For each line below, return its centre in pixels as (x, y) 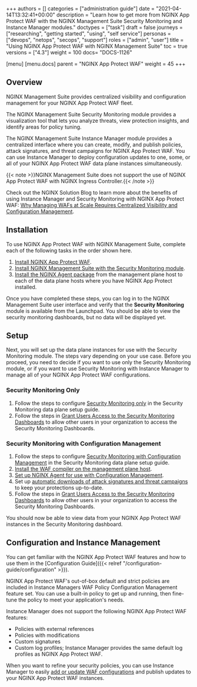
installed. (26, 287)
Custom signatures (37, 641)
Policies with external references (54, 629)
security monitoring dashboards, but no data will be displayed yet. (86, 317)
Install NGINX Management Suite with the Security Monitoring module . (100, 268)
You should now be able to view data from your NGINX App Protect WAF (94, 518)
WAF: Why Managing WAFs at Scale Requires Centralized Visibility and (92, 205)
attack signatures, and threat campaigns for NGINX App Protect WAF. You (96, 151)
